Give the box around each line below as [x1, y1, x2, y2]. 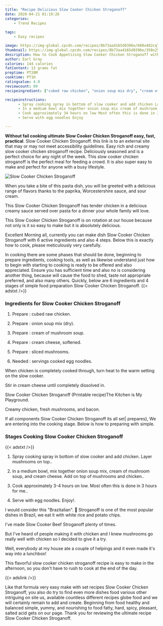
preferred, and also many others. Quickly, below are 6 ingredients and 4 [5, 277, 149, 283]
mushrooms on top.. [12, 459, 52, 465]
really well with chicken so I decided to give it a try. [5, 536, 107, 542]
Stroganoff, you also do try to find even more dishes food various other [5, 589, 147, 595]
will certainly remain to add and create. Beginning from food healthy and [5, 600, 149, 606]
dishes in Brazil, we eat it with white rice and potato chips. [5, 512, 121, 518]
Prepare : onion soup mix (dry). [12, 321, 75, 326]
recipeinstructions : [5, 97, 47, 102]
